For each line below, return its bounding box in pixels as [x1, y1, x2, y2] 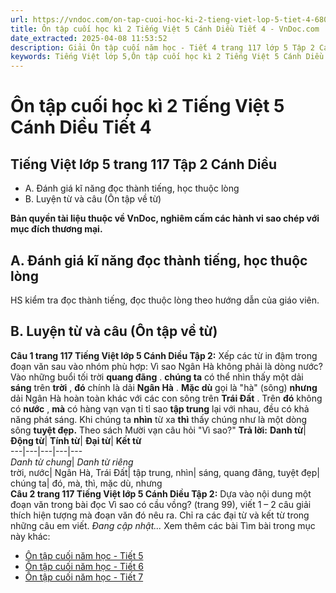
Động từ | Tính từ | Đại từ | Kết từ [10, 434, 142, 446]
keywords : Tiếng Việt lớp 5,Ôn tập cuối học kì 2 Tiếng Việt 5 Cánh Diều [10, 52, 325, 62]
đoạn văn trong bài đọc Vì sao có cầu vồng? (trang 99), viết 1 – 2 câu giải [10, 498, 312, 510]
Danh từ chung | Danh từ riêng [10, 456, 134, 468]
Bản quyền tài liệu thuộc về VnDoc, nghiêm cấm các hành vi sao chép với [10, 212, 320, 225]
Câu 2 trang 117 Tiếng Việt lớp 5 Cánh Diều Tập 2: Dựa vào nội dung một [10, 487, 312, 500]
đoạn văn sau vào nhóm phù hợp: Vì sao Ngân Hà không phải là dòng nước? [10, 360, 323, 372]
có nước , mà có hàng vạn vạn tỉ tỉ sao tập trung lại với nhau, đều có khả [10, 402, 310, 415]
